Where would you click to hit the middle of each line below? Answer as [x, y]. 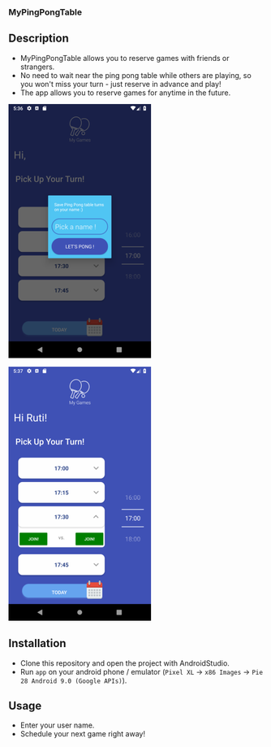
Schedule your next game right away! [83, 734]
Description [39, 39]
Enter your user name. [57, 725]
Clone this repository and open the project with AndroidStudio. [125, 663]
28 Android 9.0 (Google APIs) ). [73, 680]
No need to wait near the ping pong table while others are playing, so [135, 75]
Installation [37, 643]
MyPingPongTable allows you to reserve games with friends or [125, 58]
